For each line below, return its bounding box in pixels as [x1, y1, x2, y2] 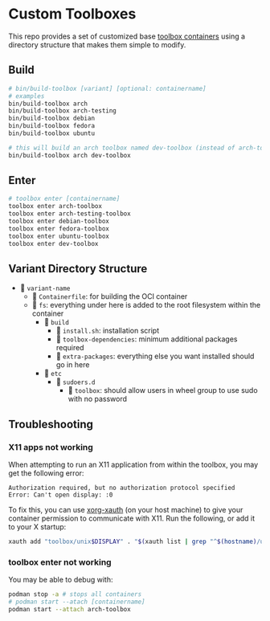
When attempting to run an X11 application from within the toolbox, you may [8, 460, 259, 470]
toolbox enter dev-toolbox [8, 239, 99, 247]
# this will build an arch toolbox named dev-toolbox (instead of [8, 144, 235, 152]
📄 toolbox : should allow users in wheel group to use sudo [67, 386, 259, 395]
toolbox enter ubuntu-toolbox [8, 232, 110, 240]
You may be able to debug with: [8, 575, 113, 585]
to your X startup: [8, 522, 67, 532]
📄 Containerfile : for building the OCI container [31, 292, 188, 301]
